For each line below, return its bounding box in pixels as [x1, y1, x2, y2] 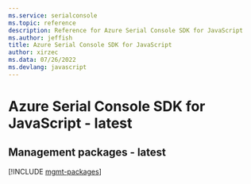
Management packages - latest [8, 146, 167, 159]
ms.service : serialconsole [8, 11, 98, 20]
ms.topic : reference [8, 19, 77, 27]
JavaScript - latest [8, 114, 133, 132]
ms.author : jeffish [8, 33, 73, 42]
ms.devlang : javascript [8, 63, 87, 71]
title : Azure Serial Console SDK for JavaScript [8, 41, 172, 49]
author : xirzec [8, 48, 59, 56]
